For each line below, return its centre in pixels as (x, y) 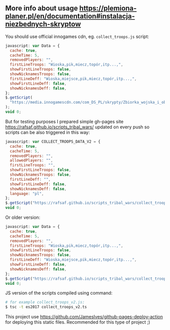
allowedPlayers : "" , (31, 160)
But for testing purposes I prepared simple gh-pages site (65, 121)
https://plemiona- (108, 8)
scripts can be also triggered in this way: (48, 132)
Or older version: (23, 217)
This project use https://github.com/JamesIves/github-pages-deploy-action (84, 317)
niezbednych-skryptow (43, 24)
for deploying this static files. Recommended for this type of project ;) (78, 322)
